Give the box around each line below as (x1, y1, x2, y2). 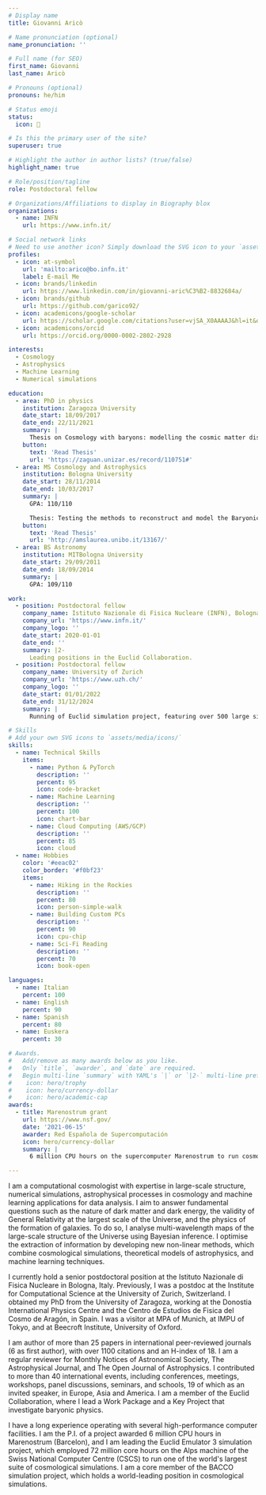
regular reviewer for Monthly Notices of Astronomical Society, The (8, 1355, 225, 1364)
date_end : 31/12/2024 (22, 697, 93, 705)
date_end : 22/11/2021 (22, 419, 93, 427)
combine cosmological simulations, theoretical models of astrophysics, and (8, 1248, 254, 1258)
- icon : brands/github (15, 294, 90, 303)
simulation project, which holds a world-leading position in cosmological (8, 1471, 244, 1481)
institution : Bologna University (22, 470, 133, 479)
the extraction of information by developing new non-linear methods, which (8, 1240, 255, 1250)
